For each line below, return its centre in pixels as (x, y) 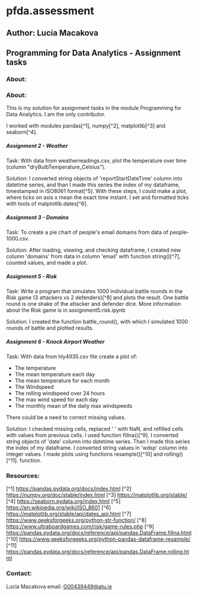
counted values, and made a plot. (47, 263)
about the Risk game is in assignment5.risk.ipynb (66, 310)
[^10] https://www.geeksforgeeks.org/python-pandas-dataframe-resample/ (98, 539)
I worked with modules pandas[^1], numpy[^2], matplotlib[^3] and (86, 126)
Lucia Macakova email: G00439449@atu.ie (59, 587)
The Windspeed (34, 387)
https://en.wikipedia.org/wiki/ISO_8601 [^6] (59, 508)
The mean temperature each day (55, 375)
